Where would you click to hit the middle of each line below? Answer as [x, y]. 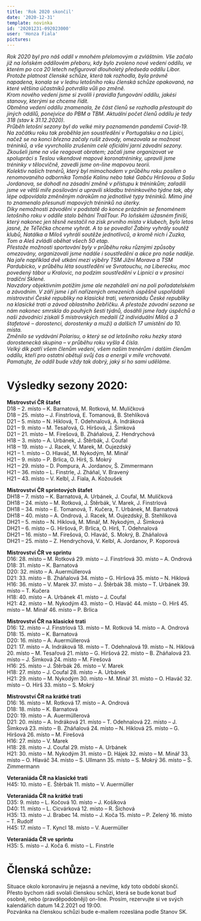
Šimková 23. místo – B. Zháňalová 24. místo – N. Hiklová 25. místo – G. [93, 728]
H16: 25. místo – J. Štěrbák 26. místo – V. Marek [65, 666]
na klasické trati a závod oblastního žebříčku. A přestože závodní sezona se [101, 304]
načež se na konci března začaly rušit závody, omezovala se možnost [94, 139]
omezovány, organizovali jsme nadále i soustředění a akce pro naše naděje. [101, 254]
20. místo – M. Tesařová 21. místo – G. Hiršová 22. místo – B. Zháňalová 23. [99, 653]
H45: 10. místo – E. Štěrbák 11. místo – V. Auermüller [70, 784]
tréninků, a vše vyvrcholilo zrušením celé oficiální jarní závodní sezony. [95, 145]
